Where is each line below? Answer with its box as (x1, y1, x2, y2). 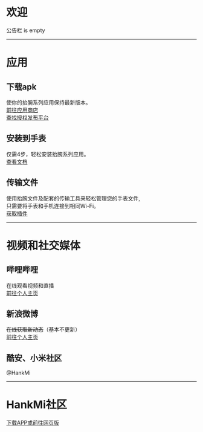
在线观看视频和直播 (6, 282, 54, 289)
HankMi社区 (6, 398, 68, 411)
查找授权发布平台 (6, 114, 49, 121)
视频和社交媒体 (6, 239, 81, 253)
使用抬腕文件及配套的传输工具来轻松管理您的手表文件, (6, 195, 141, 202)
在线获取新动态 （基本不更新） (6, 326, 80, 333)
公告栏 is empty (6, 27, 45, 34)
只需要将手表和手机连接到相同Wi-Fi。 (6, 202, 100, 209)
